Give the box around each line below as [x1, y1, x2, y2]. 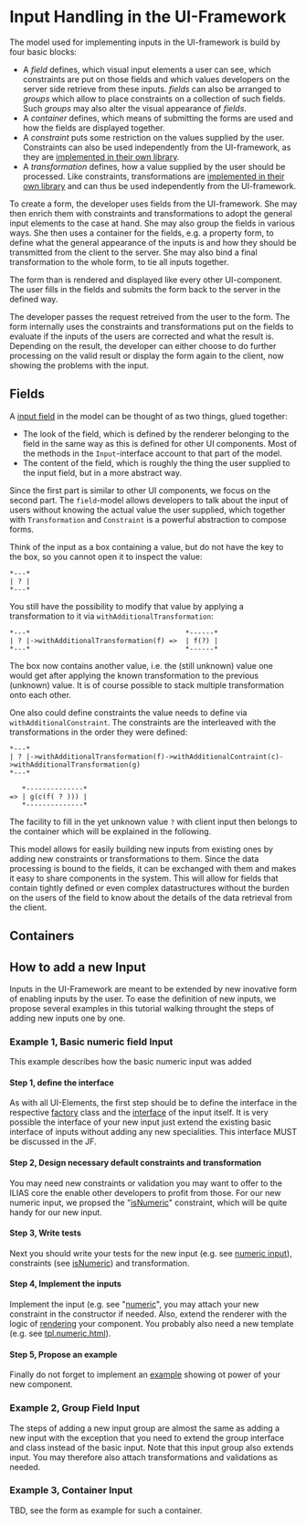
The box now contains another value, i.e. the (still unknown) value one [9, 660, 274, 671]
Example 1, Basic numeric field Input [9, 1035, 174, 1048]
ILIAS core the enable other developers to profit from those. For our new [9, 1187, 281, 1198]
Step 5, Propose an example [9, 1349, 118, 1360]
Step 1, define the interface [9, 1076, 114, 1088]
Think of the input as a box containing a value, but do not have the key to [9, 541, 284, 552]
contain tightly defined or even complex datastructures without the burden [9, 882, 290, 893]
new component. [9, 1379, 73, 1390]
